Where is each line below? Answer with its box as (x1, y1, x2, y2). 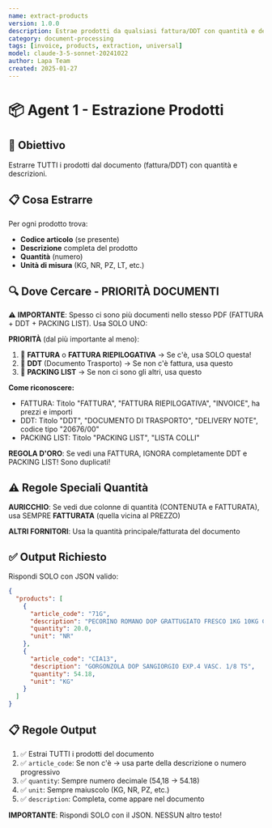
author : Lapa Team (8, 57, 70, 66)
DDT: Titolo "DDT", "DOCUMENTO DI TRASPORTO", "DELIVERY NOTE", (19, 416, 258, 426)
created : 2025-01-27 (8, 65, 79, 73)
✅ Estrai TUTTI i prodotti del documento (19, 749, 155, 758)
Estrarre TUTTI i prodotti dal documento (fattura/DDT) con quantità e (8, 159, 238, 170)
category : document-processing (8, 34, 114, 43)
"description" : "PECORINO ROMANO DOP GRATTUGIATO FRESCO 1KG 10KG (29, 617, 259, 626)
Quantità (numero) (19, 252, 83, 261)
